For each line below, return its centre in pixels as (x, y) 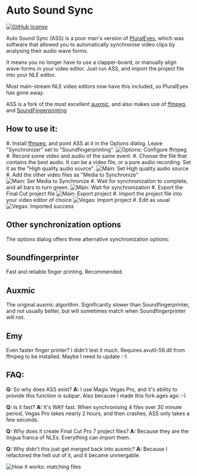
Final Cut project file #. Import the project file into (94, 194)
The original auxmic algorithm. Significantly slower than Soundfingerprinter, (98, 305)
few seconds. (23, 419)
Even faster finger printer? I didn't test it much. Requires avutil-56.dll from (96, 350)
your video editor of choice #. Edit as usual (88, 200)
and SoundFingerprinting (36, 110)
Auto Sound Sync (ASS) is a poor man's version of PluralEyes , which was (95, 38)
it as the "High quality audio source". (51, 168)
